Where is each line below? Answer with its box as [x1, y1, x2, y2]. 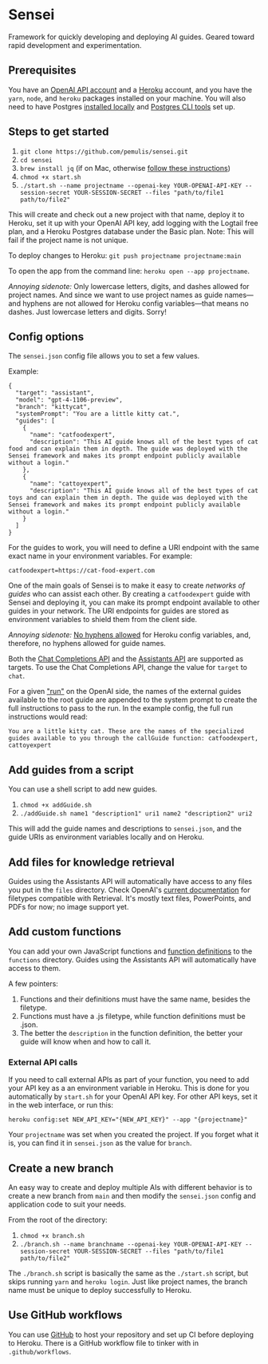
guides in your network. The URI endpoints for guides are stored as [8, 606, 230, 616]
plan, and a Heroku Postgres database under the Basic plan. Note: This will [8, 226, 254, 236]
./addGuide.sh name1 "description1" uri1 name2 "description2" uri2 [19, 810, 253, 818]
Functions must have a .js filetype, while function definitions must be [19, 1011, 246, 1021]
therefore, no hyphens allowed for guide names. [8, 639, 166, 648]
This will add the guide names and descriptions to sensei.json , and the [8, 824, 242, 834]
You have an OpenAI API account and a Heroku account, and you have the [8, 85, 253, 94]
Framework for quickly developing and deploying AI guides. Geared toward [8, 32, 255, 42]
